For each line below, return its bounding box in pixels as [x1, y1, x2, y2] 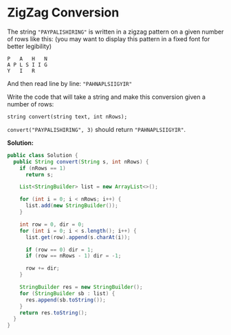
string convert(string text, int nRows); [7, 113, 128, 120]
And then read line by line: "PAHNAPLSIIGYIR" [7, 79, 133, 87]
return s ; [25, 171, 54, 178]
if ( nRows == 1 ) [19, 165, 67, 172]
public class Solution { [7, 152, 78, 159]
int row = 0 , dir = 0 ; [19, 221, 85, 228]
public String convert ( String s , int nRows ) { [13, 158, 149, 165]
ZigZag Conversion [7, 5, 120, 21]
